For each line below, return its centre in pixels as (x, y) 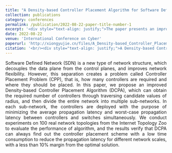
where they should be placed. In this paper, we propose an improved (86, 85)
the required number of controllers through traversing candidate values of (86, 95)
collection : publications (33, 15)
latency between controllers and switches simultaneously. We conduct (86, 117)
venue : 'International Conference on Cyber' (53, 39)
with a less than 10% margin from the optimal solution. (62, 145)
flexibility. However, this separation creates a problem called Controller (86, 74)
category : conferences (29, 20)
